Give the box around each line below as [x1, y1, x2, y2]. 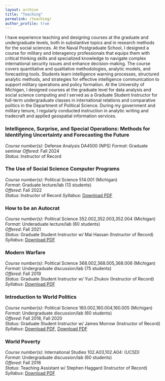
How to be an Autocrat [5, 205, 60, 211]
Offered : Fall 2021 [5, 226, 41, 232]
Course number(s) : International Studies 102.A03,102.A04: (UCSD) [5, 349, 140, 355]
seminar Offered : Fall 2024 [5, 148, 60, 154]
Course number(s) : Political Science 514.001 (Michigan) [5, 176, 118, 182]
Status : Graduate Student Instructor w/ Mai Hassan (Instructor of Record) [5, 232, 154, 238]
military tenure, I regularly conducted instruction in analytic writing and [5, 108, 149, 114]
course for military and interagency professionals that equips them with [5, 50, 150, 56]
